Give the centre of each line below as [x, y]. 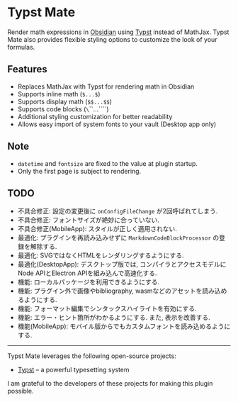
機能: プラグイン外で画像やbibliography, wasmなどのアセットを [110, 291]
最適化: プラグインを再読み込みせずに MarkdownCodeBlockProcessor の [118, 238]
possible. [21, 391]
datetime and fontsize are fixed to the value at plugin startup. [108, 163]
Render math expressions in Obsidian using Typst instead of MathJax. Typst [118, 32]
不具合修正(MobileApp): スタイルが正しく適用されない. [97, 229]
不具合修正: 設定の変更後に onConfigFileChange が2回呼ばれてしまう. [118, 211]
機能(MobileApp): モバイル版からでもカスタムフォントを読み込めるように [124, 326]
